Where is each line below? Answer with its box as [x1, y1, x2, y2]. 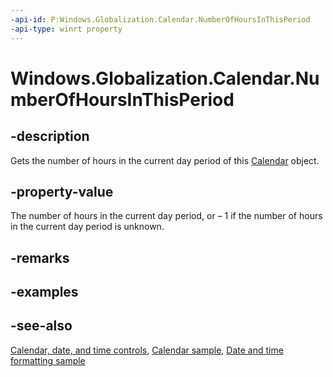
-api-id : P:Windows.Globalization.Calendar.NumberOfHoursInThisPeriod [10, 14, 311, 25]
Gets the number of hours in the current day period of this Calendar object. [10, 154, 320, 166]
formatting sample [10, 354, 86, 366]
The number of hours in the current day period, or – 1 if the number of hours [10, 210, 323, 222]
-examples [10, 284, 79, 301]
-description [10, 128, 90, 145]
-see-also [10, 317, 73, 335]
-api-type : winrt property [10, 24, 123, 34]
